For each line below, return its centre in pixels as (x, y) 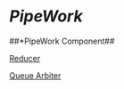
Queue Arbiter (35, 75)
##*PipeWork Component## (62, 41)
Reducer (25, 58)
